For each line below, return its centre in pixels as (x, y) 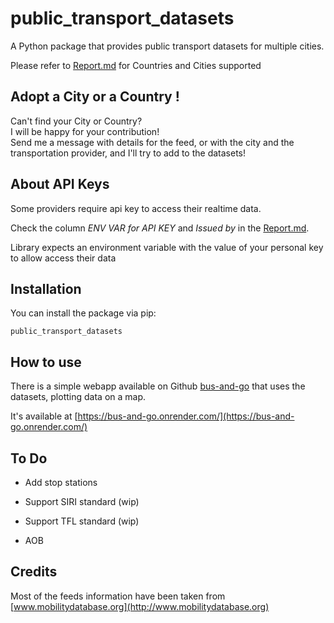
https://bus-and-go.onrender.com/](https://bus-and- (186, 416)
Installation (46, 288)
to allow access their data (63, 258)
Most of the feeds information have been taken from (118, 596)
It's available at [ (44, 416)
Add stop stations (61, 482)
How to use (46, 362)
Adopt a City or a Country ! (95, 97)
